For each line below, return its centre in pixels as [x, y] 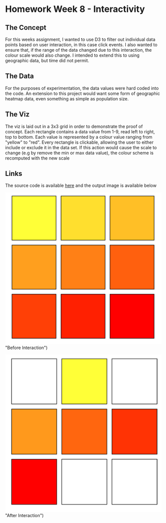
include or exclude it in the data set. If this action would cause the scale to [81, 147]
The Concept [26, 28]
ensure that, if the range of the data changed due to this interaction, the [79, 50]
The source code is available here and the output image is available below [81, 185]
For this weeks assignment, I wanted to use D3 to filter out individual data [80, 39]
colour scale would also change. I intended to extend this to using [73, 55]
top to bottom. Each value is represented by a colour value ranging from [79, 137]
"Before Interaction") [27, 348]
